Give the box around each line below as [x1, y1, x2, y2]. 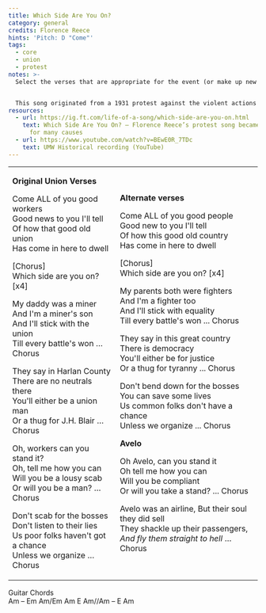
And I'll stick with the [12, 318, 89, 329]
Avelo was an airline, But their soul [120, 503, 247, 514]
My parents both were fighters [120, 285, 233, 296]
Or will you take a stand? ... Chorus [120, 485, 249, 496]
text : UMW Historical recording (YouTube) [22, 143, 165, 151]
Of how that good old [12, 223, 91, 234]
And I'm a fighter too [120, 295, 196, 306]
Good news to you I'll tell [12, 213, 104, 224]
